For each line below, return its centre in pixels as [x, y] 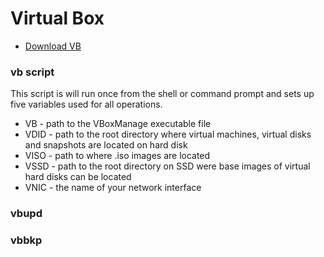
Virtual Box [57, 18]
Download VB [53, 46]
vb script [32, 72]
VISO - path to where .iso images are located [117, 156]
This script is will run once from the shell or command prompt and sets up [162, 94]
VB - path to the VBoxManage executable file [118, 124]
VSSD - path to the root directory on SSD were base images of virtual [167, 166]
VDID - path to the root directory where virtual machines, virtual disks [168, 134]
